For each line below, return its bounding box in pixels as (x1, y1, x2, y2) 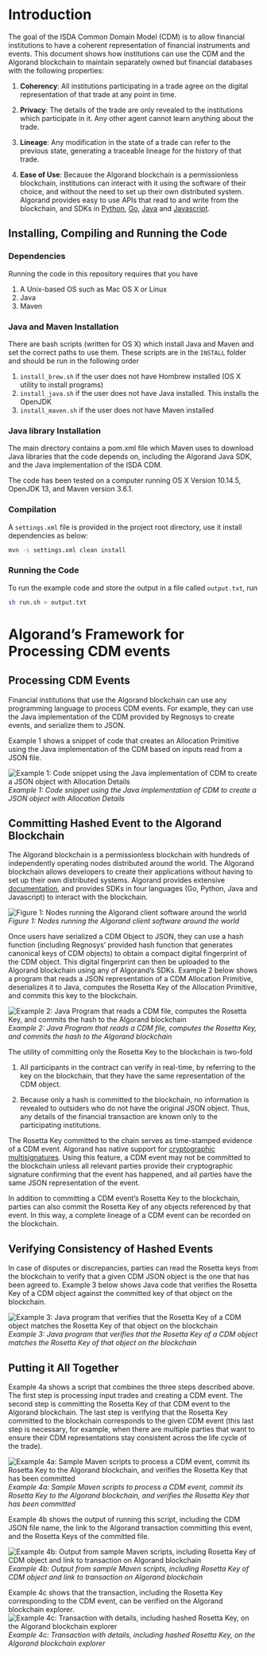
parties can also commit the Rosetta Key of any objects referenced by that (8, 1202, 252, 1212)
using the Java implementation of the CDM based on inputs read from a (8, 744, 242, 754)
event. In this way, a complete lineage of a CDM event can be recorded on (8, 1211, 251, 1220)
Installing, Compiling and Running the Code (8, 227, 228, 241)
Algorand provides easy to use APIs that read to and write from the (19, 195, 239, 205)
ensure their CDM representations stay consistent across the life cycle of (8, 1433, 247, 1443)
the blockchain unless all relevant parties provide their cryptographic (8, 1161, 234, 1171)
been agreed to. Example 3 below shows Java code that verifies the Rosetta (8, 1280, 257, 1290)
